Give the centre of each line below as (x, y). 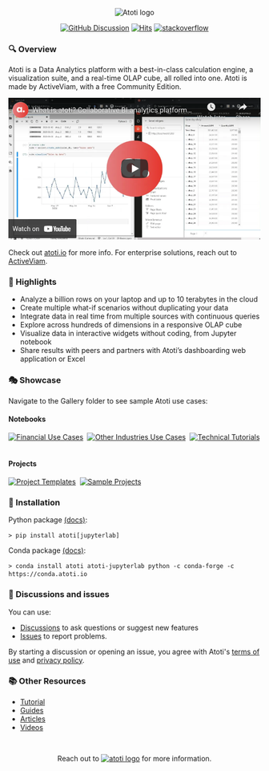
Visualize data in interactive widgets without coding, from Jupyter (128, 334)
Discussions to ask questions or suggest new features (109, 627)
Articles (32, 719)
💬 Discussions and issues (59, 594)
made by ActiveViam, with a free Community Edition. (95, 87)
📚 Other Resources (47, 681)
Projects (23, 464)
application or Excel (52, 359)
